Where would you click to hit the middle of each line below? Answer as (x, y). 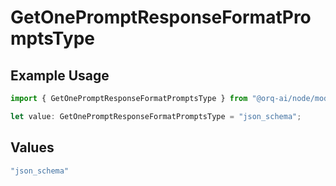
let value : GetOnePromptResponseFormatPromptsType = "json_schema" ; (156, 116)
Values (32, 147)
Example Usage (60, 75)
